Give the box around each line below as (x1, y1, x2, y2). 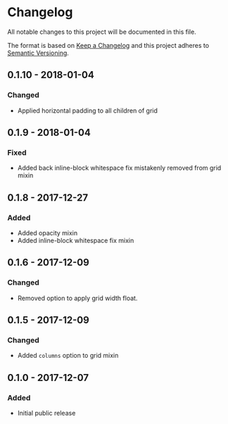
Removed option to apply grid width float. (17, 294, 138, 302)
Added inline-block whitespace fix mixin (17, 237, 134, 244)
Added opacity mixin (17, 229, 78, 237)
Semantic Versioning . (7, 49, 69, 57)
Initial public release (17, 409, 76, 418)
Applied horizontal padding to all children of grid (17, 106, 158, 115)
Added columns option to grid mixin (17, 351, 119, 360)
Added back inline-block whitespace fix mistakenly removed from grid (17, 163, 222, 173)
